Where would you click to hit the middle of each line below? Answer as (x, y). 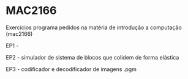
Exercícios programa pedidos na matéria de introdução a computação (94, 27)
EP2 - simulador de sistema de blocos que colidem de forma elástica (92, 57)
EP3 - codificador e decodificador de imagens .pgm (71, 69)
